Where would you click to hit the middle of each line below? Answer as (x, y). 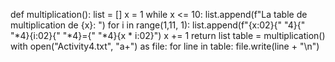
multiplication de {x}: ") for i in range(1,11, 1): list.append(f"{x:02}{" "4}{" (158, 25)
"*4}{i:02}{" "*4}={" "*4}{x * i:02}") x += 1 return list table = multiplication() (168, 35)
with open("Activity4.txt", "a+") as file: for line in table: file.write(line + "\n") (165, 46)
